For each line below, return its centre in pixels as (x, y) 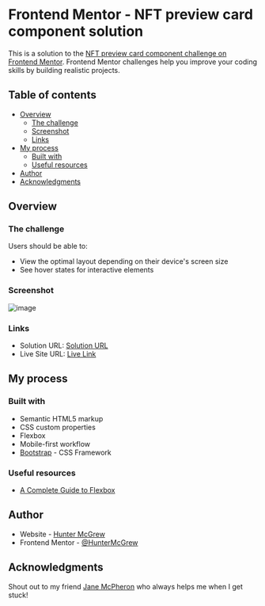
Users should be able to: (48, 246)
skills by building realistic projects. (64, 70)
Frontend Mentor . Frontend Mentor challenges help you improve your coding (133, 62)
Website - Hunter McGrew (62, 534)
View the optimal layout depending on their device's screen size (124, 261)
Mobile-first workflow (55, 444)
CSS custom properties (58, 427)
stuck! (18, 595)
